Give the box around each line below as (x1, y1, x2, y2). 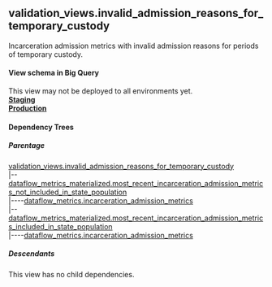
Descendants (8, 249, 55, 259)
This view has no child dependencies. (8, 269, 135, 279)
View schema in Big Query (8, 68, 100, 78)
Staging (8, 95, 36, 105)
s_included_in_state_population (8, 221, 113, 231)
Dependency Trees (8, 122, 75, 132)
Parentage (8, 141, 45, 150)
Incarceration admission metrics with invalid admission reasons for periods (8, 41, 259, 50)
